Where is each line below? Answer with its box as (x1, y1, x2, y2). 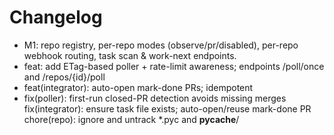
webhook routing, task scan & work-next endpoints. (23, 49, 237, 61)
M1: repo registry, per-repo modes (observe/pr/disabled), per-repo (23, 39, 299, 51)
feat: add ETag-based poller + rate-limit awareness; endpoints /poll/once (23, 60, 325, 72)
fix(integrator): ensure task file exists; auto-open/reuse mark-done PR (23, 102, 312, 115)
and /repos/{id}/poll (23, 71, 106, 83)
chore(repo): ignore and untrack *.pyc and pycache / (23, 113, 240, 125)
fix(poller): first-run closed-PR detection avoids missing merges (23, 92, 287, 104)
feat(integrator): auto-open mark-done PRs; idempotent (23, 81, 254, 93)
